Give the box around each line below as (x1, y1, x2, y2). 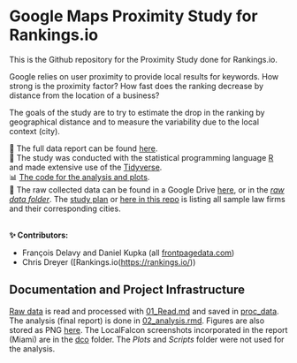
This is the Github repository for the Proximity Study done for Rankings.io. (9, 54, 278, 64)
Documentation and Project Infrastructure (9, 283, 246, 298)
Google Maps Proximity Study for (9, 6, 258, 26)
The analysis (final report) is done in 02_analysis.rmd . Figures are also (9, 315, 265, 326)
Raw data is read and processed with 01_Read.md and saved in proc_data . (9, 306, 280, 316)
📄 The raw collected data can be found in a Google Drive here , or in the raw (9, 184, 285, 195)
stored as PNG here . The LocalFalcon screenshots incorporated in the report (9, 324, 288, 335)
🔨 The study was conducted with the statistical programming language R (9, 152, 274, 163)
